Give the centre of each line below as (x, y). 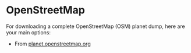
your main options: (29, 32)
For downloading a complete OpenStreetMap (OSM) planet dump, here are (95, 26)
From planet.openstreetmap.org (53, 44)
